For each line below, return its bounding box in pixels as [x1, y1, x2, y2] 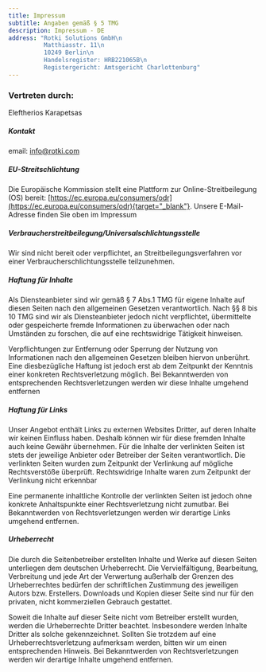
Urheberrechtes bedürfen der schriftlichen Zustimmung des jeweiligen [8, 580, 239, 589]
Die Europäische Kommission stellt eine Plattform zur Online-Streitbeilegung [8, 184, 257, 193]
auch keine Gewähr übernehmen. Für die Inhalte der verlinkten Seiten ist [8, 441, 245, 451]
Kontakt [8, 126, 36, 135]
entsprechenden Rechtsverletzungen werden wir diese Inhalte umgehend [8, 377, 249, 387]
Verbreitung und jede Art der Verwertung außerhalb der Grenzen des [8, 571, 234, 581]
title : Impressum [8, 11, 66, 20]
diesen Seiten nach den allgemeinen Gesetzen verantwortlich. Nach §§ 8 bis [8, 303, 258, 313]
